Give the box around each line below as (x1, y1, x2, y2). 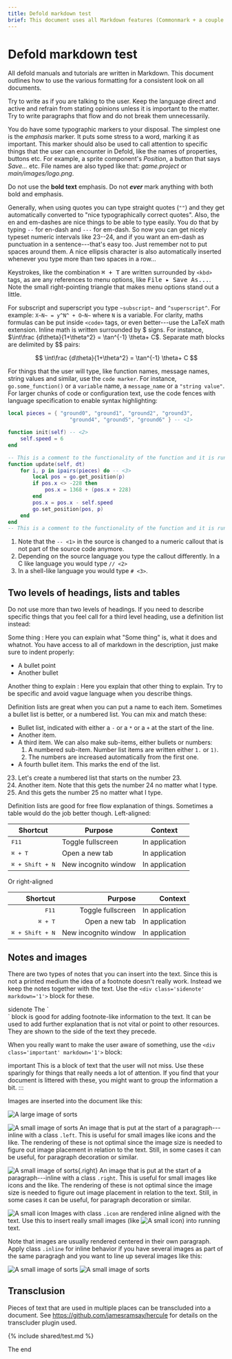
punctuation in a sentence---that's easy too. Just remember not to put (8, 240, 207, 249)
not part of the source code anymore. (17, 545, 125, 553)
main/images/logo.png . (8, 169, 74, 178)
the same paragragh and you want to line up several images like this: (8, 1252, 202, 1260)
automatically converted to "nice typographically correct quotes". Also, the (8, 211, 220, 219)
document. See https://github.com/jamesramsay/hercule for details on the (8, 1311, 218, 1319)
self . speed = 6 (20, 435, 64, 442)
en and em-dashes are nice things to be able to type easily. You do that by (8, 218, 219, 227)
